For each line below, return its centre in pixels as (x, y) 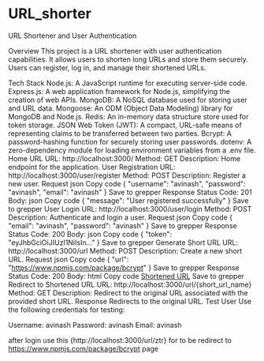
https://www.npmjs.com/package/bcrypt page (84, 348)
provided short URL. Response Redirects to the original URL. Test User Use (130, 301)
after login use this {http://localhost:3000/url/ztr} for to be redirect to (120, 340)
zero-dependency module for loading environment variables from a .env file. (132, 150)
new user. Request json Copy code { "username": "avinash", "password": (127, 183)
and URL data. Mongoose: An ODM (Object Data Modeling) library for (121, 108)
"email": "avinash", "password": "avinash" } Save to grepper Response (123, 225)
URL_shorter (50, 14)
